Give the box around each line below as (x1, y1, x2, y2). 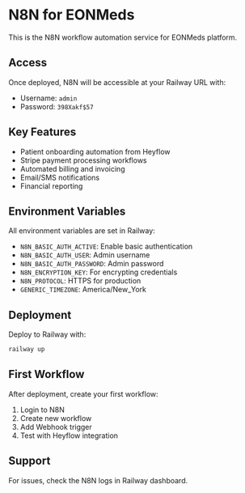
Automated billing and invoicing (19, 164, 125, 173)
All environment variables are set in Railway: (8, 226, 155, 236)
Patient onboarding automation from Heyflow (19, 147, 171, 156)
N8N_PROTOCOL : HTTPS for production (19, 276, 142, 286)
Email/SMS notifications (19, 172, 99, 182)
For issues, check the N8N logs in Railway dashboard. (8, 475, 188, 485)
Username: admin (19, 93, 78, 103)
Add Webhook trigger (19, 422, 93, 431)
